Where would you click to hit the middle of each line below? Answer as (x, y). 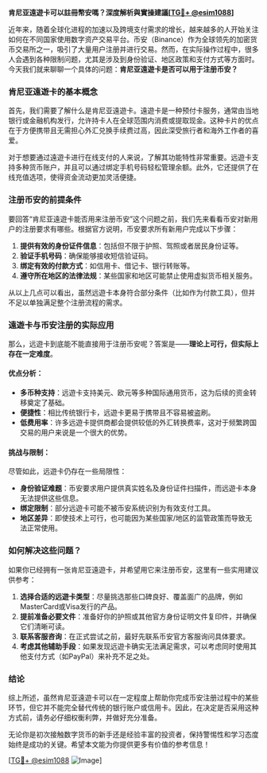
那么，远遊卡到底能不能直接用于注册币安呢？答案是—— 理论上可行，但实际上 (133, 344)
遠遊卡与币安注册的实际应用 (61, 325)
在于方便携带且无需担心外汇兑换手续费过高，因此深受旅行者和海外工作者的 (130, 131)
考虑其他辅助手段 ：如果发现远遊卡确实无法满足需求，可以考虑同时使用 (135, 646)
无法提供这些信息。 (51, 498)
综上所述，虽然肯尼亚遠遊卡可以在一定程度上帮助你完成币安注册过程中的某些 (133, 697)
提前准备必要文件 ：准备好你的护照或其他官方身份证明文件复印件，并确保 (138, 616)
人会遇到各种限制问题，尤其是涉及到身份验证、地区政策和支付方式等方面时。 (133, 59)
